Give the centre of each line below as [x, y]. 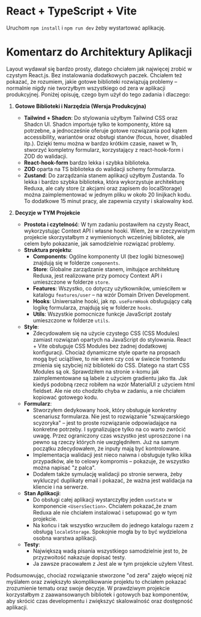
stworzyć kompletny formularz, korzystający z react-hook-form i [103, 149]
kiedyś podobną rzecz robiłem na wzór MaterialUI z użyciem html [114, 384]
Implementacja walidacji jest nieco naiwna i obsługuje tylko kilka [112, 455]
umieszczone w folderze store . [71, 282]
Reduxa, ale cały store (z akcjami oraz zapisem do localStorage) [103, 188]
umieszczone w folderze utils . [71, 320]
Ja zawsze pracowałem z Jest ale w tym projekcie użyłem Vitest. [113, 563]
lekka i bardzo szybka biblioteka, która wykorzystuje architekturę [104, 181]
